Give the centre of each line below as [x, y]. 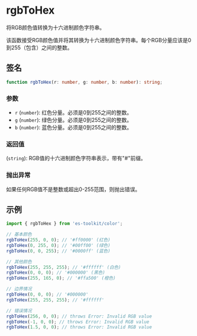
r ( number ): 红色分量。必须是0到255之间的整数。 [73, 112]
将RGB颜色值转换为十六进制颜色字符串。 [56, 27]
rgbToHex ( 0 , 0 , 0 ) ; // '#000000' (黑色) [56, 273]
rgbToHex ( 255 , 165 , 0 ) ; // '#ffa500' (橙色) [61, 278]
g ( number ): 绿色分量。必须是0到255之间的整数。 [73, 120]
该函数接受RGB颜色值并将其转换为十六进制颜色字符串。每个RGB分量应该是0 [99, 40]
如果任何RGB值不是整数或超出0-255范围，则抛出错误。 [73, 189]
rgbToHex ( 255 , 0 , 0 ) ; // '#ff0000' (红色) [58, 240]
